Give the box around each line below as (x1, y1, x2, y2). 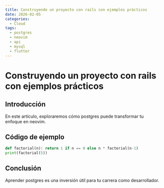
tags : (5, 26, 16, 31)
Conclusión (5, 164, 42, 173)
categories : (5, 16, 30, 21)
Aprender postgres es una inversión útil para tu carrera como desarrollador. (5, 177, 160, 183)
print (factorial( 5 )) (5, 150, 48, 156)
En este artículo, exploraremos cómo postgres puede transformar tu (5, 113, 144, 119)
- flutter (9, 48, 30, 53)
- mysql (9, 44, 26, 49)
